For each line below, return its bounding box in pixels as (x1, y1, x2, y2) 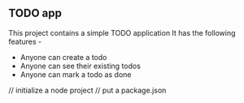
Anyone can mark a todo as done (20, 69, 132, 79)
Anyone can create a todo (20, 52, 107, 62)
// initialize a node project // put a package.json (8, 85, 167, 95)
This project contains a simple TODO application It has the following (8, 28, 236, 37)
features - (8, 36, 42, 46)
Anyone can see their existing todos (20, 61, 141, 71)
